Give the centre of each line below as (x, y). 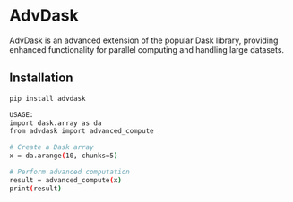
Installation (41, 78)
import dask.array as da (56, 123)
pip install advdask (48, 98)
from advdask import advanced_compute (82, 131)
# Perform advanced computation (69, 172)
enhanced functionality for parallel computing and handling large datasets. (147, 49)
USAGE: (22, 114)
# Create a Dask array (52, 147)
